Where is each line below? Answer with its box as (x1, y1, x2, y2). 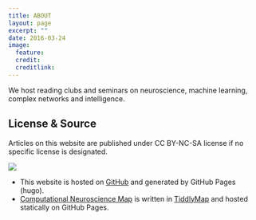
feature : (15, 49, 45, 57)
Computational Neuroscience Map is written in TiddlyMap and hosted (19, 194, 249, 203)
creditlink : (15, 64, 56, 72)
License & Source (8, 117, 97, 131)
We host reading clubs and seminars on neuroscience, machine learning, (8, 85, 248, 95)
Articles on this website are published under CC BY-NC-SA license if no (8, 138, 244, 147)
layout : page (8, 19, 52, 27)
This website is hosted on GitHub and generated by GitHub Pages (19, 177, 236, 187)
